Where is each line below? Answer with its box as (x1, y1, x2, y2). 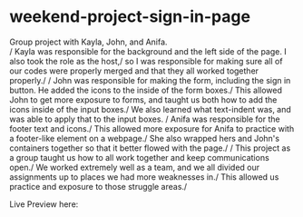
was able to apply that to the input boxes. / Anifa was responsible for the (9, 113, 280, 124)
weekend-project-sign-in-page (9, 6, 251, 27)
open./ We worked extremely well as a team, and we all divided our (9, 162, 260, 173)
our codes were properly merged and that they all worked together (9, 65, 259, 76)
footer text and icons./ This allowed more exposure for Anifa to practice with (9, 123, 295, 133)
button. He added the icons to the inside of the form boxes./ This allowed (9, 84, 283, 95)
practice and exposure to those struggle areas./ (9, 181, 188, 192)
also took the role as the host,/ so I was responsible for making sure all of (9, 55, 283, 66)
